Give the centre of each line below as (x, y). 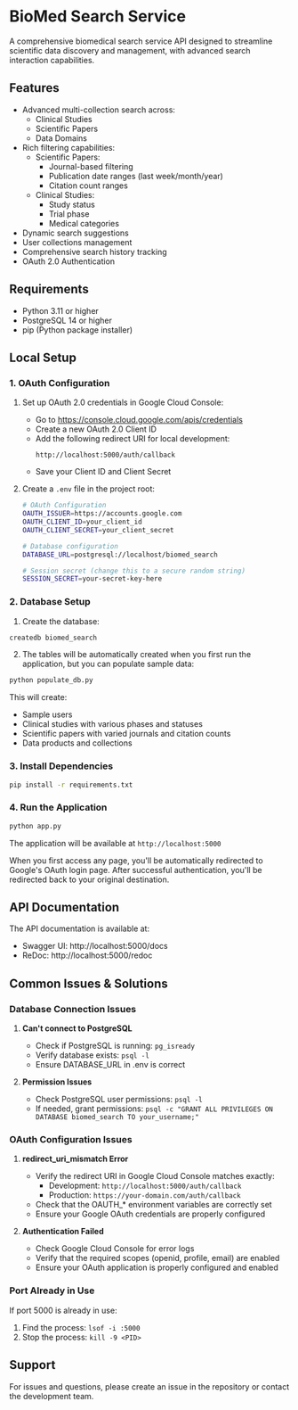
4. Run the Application (58, 807)
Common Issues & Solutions (89, 983)
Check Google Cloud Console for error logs (115, 1249)
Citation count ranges (89, 186)
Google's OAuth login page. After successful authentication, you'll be (136, 870)
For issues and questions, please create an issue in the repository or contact (149, 1386)
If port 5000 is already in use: (63, 1310)
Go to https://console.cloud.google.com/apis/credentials (139, 420)
